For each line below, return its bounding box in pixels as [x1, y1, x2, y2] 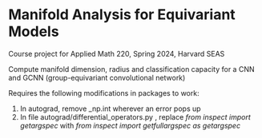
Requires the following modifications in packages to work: [8, 88, 200, 97]
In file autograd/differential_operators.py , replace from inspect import [19, 112, 251, 121]
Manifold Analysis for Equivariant [8, 6, 236, 24]
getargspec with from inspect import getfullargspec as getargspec [19, 120, 241, 130]
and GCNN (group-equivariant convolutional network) [8, 73, 186, 82]
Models [8, 22, 59, 41]
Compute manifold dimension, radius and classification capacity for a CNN [8, 64, 255, 73]
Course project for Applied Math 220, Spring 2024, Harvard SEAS [8, 49, 225, 58]
